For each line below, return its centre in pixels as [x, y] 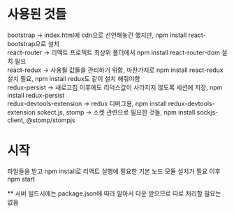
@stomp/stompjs [51, 120]
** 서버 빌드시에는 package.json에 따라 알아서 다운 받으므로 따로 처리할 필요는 [114, 193]
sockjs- [207, 112]
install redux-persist [36, 95]
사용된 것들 [37, 14]
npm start [21, 179]
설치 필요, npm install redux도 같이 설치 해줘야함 [74, 78]
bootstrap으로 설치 [33, 43]
